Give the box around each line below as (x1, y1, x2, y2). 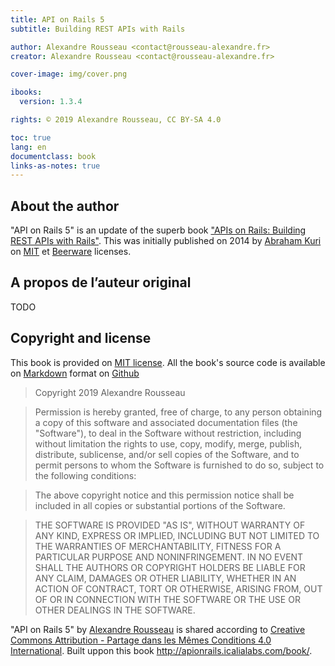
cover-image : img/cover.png (10, 69, 128, 80)
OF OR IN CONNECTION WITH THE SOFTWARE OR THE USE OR (34, 593, 301, 605)
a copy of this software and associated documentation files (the (34, 416, 298, 428)
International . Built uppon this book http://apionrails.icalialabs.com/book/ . (10, 644, 313, 656)
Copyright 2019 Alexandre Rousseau (34, 386, 186, 398)
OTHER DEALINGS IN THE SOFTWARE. (34, 604, 196, 616)
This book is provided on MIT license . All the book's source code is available (10, 356, 326, 368)
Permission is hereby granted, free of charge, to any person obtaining (34, 406, 323, 418)
